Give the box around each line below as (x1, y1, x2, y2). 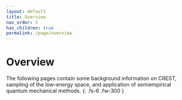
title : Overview (6, 14, 46, 20)
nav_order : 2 (6, 19, 38, 25)
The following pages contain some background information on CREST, (6, 75, 177, 82)
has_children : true (6, 25, 54, 31)
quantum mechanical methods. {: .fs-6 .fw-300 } (6, 87, 124, 94)
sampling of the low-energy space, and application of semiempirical (6, 81, 171, 88)
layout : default (6, 8, 46, 15)
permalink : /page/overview (6, 30, 72, 36)
